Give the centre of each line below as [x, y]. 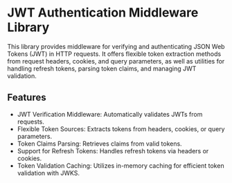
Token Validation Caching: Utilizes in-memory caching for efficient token [121, 165]
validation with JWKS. [48, 173]
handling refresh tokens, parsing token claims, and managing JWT [102, 68]
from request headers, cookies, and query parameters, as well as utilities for [116, 61]
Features [27, 98]
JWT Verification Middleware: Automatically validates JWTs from [110, 114]
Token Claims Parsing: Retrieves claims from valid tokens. [99, 144]
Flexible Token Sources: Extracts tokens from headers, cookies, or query [121, 128]
